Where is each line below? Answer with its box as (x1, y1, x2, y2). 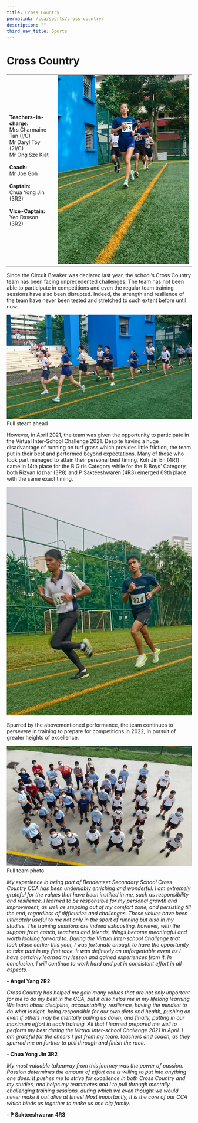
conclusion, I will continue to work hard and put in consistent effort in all (6, 960, 182, 967)
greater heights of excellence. (6, 734, 79, 741)
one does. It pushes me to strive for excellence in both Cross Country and (6, 1075, 186, 1082)
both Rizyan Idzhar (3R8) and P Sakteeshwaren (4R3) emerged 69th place (6, 469, 187, 476)
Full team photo (6, 867, 45, 874)
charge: (9, 120, 29, 127)
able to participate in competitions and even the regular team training (6, 284, 174, 291)
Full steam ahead (6, 420, 48, 427)
